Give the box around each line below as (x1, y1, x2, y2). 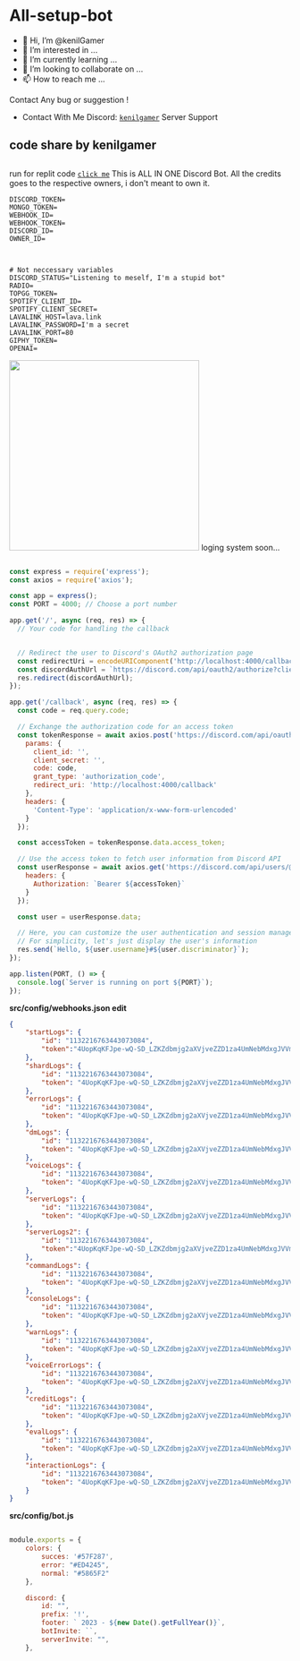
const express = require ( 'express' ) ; (9, 567, 150, 576)
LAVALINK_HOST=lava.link (9, 313, 102, 321)
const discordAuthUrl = (17, 664, 105, 674)
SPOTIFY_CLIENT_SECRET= (9, 304, 98, 313)
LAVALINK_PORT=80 (9, 328, 74, 337)
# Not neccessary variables (9, 265, 114, 274)
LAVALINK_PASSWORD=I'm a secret (9, 320, 129, 330)
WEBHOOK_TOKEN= (9, 218, 66, 227)
